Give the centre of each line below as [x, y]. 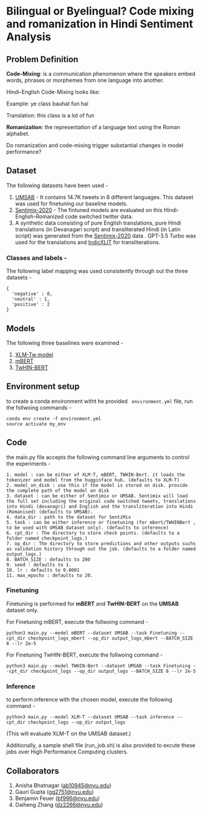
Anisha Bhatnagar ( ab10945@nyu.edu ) [63, 785]
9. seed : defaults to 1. [39, 564]
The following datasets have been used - [57, 185]
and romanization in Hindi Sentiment [100, 24]
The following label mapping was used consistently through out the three [97, 271]
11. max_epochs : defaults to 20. [50, 575]
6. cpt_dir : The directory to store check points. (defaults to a [93, 533]
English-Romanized [39, 216]
